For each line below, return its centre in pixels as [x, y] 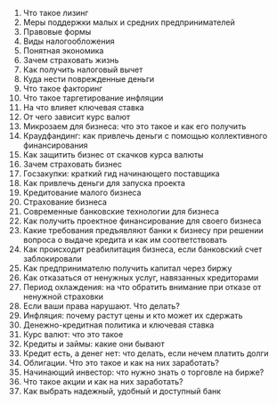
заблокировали [53, 259]
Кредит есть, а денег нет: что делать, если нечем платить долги [146, 353]
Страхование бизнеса [65, 202]
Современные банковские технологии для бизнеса [121, 211]
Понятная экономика [63, 51]
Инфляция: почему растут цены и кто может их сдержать [133, 316]
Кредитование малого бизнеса [82, 192]
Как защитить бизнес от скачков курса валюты [113, 154]
